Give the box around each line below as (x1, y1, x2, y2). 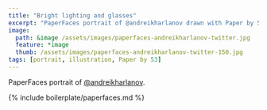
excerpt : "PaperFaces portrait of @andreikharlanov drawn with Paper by (8, 19, 254, 27)
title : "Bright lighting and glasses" (8, 11, 137, 20)
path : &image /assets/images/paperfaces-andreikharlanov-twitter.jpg (15, 33, 250, 42)
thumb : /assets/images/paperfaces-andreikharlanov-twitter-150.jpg (15, 48, 244, 56)
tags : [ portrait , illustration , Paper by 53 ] (8, 56, 161, 64)
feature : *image (15, 41, 69, 49)
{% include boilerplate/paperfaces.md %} (8, 93, 145, 102)
